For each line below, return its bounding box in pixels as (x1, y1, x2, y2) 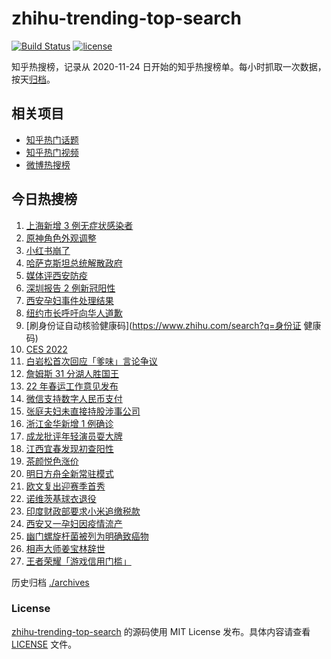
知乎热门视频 (25, 146, 79, 158)
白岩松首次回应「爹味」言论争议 (25, 355, 158, 367)
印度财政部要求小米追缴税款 (25, 505, 141, 517)
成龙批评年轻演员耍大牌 (25, 430, 123, 442)
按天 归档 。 (11, 73, 56, 85)
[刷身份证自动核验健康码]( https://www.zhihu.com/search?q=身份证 (25, 319, 302, 331)
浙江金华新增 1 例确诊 (25, 417, 114, 429)
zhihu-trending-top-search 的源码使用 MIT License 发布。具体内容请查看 (11, 625, 311, 637)
